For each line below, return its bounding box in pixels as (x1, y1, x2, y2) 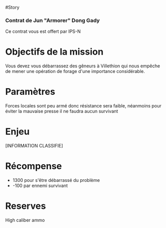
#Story (5, 5, 20, 10)
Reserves (5, 200, 46, 212)
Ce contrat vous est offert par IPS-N (5, 28, 81, 34)
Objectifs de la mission (5, 46, 104, 58)
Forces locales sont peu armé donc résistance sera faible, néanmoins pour (5, 103, 161, 109)
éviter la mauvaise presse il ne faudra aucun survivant (5, 108, 118, 115)
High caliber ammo (5, 217, 45, 223)
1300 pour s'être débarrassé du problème (12, 177, 100, 183)
